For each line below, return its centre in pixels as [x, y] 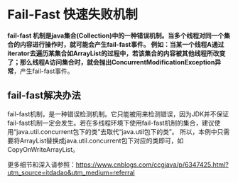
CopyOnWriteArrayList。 [43, 149]
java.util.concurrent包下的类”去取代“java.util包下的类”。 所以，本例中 [117, 131]
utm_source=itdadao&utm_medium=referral [71, 172]
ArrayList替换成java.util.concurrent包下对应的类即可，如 [102, 140]
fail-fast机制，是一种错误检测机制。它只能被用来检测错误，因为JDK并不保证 [118, 113]
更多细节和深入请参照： [42, 165]
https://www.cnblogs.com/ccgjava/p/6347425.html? [152, 165]
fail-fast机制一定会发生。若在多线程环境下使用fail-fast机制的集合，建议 [111, 123]
